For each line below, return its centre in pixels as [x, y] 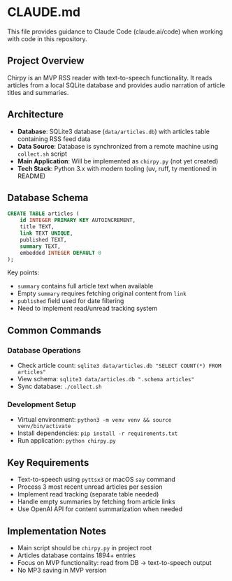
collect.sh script [42, 154]
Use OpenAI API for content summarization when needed [100, 509]
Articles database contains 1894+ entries [77, 555]
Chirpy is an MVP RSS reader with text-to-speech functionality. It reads [110, 78]
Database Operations [44, 350]
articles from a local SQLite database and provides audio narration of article [116, 85]
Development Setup [42, 404]
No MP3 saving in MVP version [62, 570]
